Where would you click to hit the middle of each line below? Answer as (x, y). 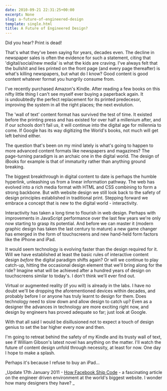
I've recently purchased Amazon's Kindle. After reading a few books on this (83, 89)
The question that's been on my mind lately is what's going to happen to (79, 145)
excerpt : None (20, 15)
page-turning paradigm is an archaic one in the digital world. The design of (82, 156)
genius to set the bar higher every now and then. (55, 327)
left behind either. (23, 136)
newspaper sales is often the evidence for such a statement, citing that (78, 58)
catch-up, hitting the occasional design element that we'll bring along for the (84, 265)
